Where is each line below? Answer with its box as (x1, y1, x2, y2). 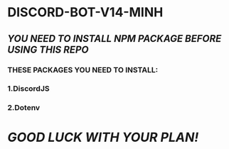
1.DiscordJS (7, 84, 50, 94)
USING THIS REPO (7, 43, 89, 55)
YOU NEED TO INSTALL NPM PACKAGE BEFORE (7, 33, 222, 45)
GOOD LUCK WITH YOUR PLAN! (7, 129, 199, 145)
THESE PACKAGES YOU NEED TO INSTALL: (7, 65, 159, 74)
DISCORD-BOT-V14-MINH (7, 4, 164, 21)
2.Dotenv (7, 103, 41, 113)
